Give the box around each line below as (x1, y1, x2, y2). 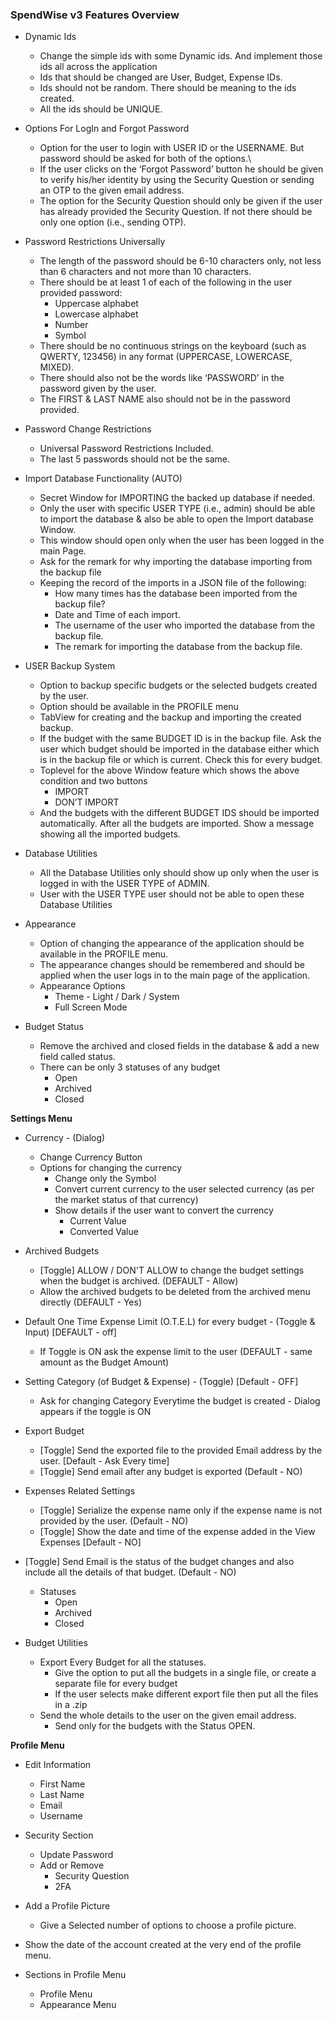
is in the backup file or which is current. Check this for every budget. (39, 754, 323, 766)
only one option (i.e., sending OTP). (39, 216, 187, 228)
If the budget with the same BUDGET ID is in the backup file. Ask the (39, 733, 322, 745)
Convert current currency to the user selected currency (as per (54, 1183, 315, 1195)
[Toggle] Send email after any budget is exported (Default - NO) (39, 1466, 303, 1478)
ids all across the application (39, 61, 158, 73)
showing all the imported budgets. (39, 828, 181, 840)
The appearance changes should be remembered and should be (39, 959, 306, 971)
